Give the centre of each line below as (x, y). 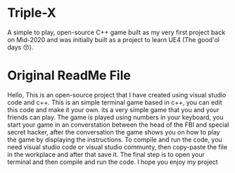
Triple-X (32, 13)
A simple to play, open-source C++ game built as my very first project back (116, 32)
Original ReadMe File (69, 76)
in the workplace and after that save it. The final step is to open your (106, 154)
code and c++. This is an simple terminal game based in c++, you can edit (115, 102)
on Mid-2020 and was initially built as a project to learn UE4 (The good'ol (114, 39)
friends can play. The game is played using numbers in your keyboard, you (115, 117)
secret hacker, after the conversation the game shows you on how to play (114, 132)
